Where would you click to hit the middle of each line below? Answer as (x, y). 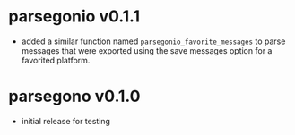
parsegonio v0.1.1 (74, 17)
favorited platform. (56, 60)
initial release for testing (66, 121)
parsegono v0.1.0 (74, 97)
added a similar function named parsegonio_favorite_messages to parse (153, 41)
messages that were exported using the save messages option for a (147, 50)
